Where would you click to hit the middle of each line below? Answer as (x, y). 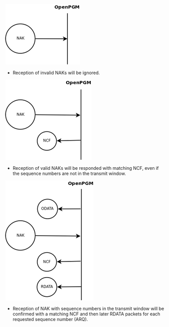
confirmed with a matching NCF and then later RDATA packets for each (86, 314)
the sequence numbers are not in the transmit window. (69, 173)
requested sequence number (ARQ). (50, 319)
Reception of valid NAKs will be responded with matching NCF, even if (86, 168)
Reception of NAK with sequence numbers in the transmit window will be (88, 309)
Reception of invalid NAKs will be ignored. (56, 73)
